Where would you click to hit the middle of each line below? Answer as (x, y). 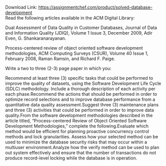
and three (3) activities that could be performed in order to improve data (80, 110)
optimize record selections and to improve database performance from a (80, 99)
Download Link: (21, 7)
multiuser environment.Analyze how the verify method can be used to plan (82, 147)
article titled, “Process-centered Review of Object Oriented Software (76, 121)
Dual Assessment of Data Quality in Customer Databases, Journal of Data (81, 28)
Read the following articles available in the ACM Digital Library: (70, 18)
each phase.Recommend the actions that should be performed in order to (81, 94)
